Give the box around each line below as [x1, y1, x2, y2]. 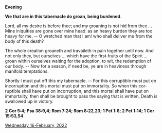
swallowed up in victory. [5, 99, 54, 104]
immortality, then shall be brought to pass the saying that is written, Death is [5, 93, 158, 99]
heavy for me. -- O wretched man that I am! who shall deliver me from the [5, 33, 153, 39]
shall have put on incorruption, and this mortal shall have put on [21, 88, 149, 94]
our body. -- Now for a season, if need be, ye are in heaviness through [5, 63, 147, 69]
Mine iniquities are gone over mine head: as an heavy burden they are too [5, 28, 153, 33]
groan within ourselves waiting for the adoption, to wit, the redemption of [5, 58, 152, 64]
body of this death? [5, 38, 44, 44]
